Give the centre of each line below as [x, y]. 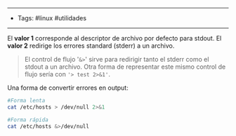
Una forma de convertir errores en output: [68, 88]
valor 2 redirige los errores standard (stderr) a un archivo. [91, 46]
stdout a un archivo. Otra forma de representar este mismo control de [125, 67]
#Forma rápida [28, 120]
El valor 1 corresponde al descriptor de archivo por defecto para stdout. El [114, 38]
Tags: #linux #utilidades [52, 18]
